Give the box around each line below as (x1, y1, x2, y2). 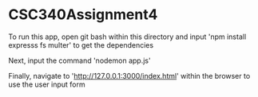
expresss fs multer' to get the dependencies (8, 40, 154, 49)
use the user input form (8, 80, 85, 89)
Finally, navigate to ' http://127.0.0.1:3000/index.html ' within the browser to (8, 71, 251, 80)
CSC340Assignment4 (8, 6, 158, 24)
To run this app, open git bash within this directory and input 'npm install (8, 32, 247, 41)
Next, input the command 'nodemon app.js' (8, 56, 151, 65)
